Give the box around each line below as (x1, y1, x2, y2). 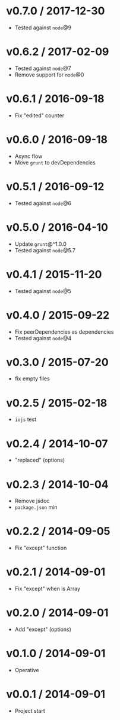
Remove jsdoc (14, 498, 50, 505)
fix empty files (14, 375, 50, 382)
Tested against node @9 (14, 24, 72, 31)
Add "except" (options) (14, 626, 71, 633)
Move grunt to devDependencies (14, 158, 96, 166)
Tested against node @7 (14, 65, 71, 72)
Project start (14, 707, 46, 714)
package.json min (14, 504, 58, 511)
